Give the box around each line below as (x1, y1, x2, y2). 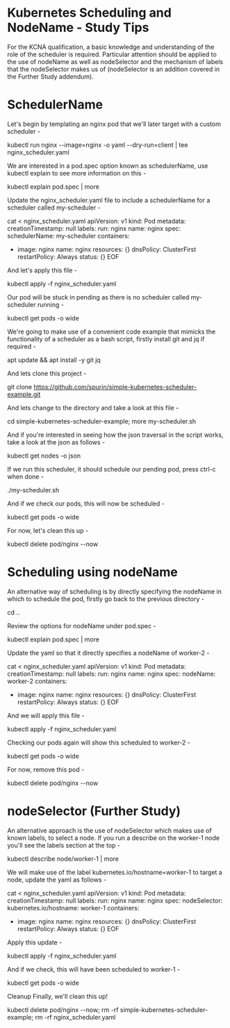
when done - (7, 472, 44, 481)
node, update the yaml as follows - (7, 875, 106, 884)
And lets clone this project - (7, 369, 87, 377)
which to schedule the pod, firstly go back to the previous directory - (7, 594, 205, 603)
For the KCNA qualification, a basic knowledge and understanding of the (7, 42, 215, 51)
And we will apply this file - (7, 711, 85, 719)
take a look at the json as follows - (7, 437, 106, 446)
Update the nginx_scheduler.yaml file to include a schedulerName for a (7, 196, 211, 204)
